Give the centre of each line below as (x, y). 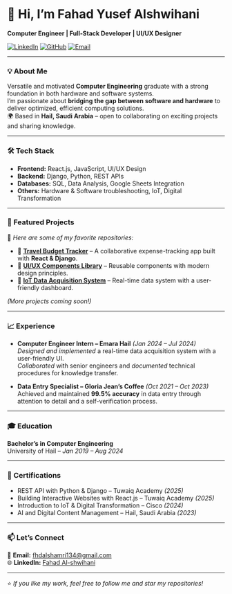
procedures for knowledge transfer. (68, 373)
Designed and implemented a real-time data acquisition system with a (116, 351)
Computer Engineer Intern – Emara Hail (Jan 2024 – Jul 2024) (107, 344)
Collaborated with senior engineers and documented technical (106, 366)
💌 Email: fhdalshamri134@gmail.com (59, 555)
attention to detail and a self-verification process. (87, 402)
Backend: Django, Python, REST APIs (70, 176)
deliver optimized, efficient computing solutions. (76, 108)
